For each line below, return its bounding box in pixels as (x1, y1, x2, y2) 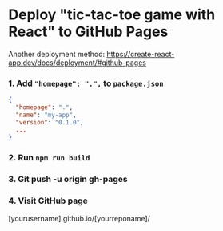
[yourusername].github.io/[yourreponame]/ (8, 213, 150, 223)
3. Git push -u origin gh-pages (8, 174, 128, 185)
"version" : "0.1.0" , (15, 118, 84, 126)
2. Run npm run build (8, 152, 90, 164)
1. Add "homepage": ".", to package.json (8, 78, 164, 89)
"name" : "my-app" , (15, 111, 78, 119)
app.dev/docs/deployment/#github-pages (8, 58, 146, 67)
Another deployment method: (8, 49, 106, 59)
